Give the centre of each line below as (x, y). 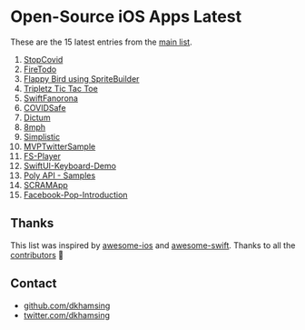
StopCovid (43, 59)
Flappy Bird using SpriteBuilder (81, 78)
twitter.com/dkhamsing (67, 315)
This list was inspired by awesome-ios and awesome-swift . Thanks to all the (153, 245)
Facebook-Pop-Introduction (75, 195)
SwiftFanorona (50, 98)
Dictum (37, 117)
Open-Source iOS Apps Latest (126, 17)
